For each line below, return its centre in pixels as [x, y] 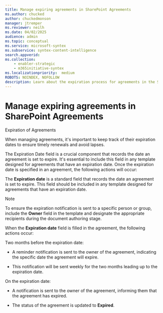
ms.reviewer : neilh [25, 28]
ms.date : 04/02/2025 [26, 32]
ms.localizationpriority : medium [40, 73]
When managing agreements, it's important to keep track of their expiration [80, 139]
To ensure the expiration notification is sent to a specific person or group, [78, 208]
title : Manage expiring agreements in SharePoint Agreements [68, 9]
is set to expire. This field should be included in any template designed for [79, 184]
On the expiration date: [28, 281]
